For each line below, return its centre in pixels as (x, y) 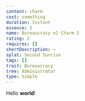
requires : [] (22, 44)
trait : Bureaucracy (30, 66)
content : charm (24, 11)
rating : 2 (18, 39)
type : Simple (22, 76)
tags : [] (17, 60)
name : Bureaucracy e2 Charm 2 (43, 33)
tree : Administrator (31, 71)
